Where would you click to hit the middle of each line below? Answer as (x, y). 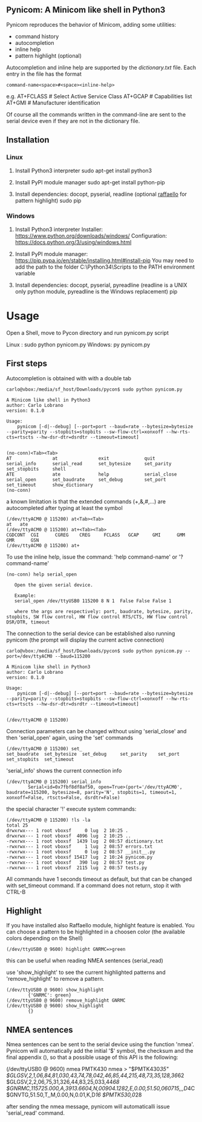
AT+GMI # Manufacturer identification (54, 102)
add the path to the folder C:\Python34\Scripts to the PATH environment (105, 267)
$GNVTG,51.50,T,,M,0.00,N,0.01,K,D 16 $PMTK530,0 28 (74, 1095)
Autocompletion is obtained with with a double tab (69, 378)
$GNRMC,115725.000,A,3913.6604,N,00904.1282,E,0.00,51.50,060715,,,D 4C (101, 1089)
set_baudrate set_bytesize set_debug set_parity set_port (93, 754)
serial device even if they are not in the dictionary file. (73, 121)
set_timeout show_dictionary (50, 485)
